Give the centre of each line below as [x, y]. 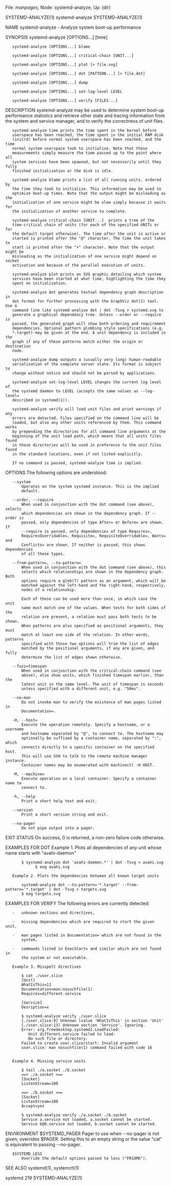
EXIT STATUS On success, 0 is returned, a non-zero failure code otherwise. [85, 837]
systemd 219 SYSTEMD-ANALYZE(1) [44, 1178]
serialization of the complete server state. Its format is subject [87, 364]
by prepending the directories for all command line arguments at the [89, 431]
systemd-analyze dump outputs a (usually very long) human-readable [87, 360]
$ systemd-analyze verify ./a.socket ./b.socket [74, 1115]
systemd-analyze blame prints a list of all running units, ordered [87, 180]
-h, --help [24, 797]
